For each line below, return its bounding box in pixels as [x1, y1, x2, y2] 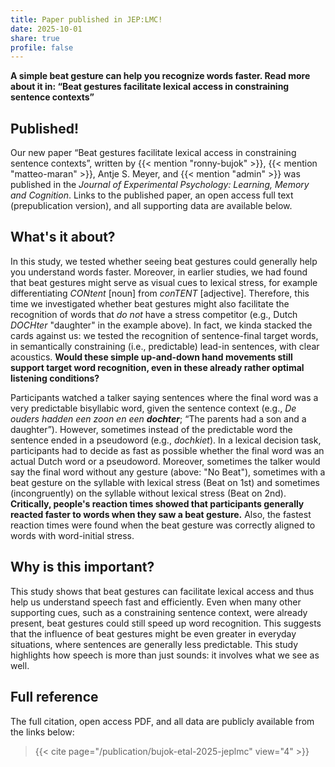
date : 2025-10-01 [10, 24, 83, 34]
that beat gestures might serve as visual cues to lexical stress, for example [10, 276, 318, 288]
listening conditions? [10, 372, 100, 384]
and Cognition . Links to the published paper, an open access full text [10, 189, 294, 201]
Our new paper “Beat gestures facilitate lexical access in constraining [10, 147, 297, 159]
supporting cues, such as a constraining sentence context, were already [10, 606, 308, 618]
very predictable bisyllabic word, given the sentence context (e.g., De [10, 402, 297, 414]
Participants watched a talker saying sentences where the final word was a [10, 391, 319, 403]
